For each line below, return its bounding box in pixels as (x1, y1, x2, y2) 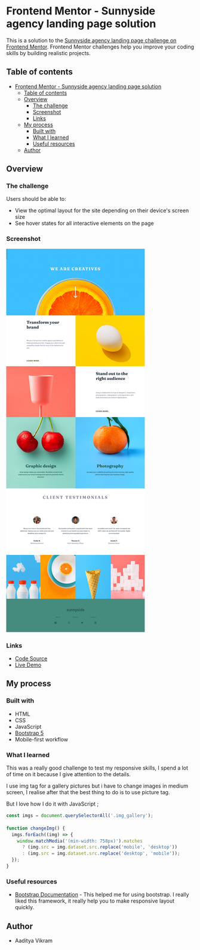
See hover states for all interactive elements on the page (14, 220, 154, 227)
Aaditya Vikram (14, 937, 53, 944)
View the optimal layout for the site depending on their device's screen (14, 207, 189, 214)
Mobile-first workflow (14, 735, 69, 743)
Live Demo (14, 661, 42, 669)
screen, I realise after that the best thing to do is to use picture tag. (6, 789, 170, 796)
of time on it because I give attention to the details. (6, 771, 131, 778)
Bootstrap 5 (14, 729, 44, 737)
